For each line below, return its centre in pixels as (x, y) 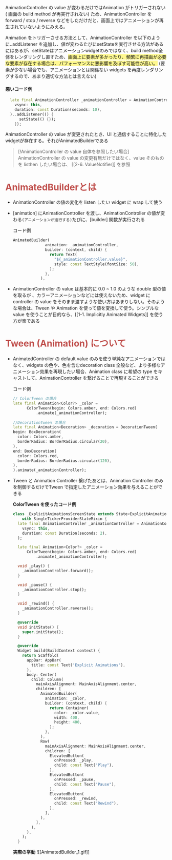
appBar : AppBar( (44, 660)
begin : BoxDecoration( (37, 432)
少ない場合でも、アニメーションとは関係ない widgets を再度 (77, 70)
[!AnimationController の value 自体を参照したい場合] (73, 152)
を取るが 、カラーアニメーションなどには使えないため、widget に (82, 295)
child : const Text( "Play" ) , (84, 765)
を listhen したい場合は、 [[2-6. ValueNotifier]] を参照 (74, 164)
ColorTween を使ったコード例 (44, 504)
